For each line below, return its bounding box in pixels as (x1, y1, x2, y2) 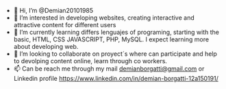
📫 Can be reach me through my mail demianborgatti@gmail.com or (13, 65, 205, 73)
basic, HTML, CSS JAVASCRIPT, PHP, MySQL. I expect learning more (13, 35, 210, 43)
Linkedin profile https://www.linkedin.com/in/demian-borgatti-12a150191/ (13, 75, 219, 82)
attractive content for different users (13, 21, 116, 29)
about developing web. (13, 43, 79, 50)
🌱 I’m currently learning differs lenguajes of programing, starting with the (13, 28, 219, 36)
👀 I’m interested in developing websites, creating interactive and (13, 14, 194, 22)
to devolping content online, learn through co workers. (13, 57, 168, 65)
